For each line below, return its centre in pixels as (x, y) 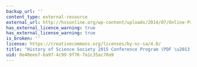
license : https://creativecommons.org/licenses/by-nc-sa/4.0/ (84, 44)
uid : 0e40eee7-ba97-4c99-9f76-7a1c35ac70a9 (60, 55)
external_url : (23, 22)
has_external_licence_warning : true (51, 28)
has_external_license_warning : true (51, 33)
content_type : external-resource (47, 17)
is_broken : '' (23, 38)
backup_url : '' (25, 11)
